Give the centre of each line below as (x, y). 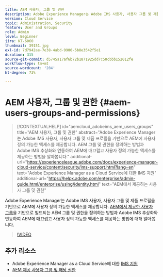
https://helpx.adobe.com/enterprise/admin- (92, 178)
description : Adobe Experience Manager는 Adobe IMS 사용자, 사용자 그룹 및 (78, 14)
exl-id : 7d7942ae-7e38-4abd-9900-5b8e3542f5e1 (53, 50)
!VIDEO (24, 234)
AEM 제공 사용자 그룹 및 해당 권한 (44, 269)
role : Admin (17, 32)
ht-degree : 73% (20, 73)
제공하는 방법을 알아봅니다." (43, 156)
